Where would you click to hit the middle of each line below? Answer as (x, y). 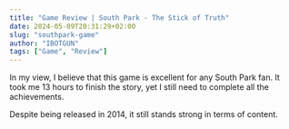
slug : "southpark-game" (55, 35)
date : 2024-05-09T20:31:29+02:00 (73, 26)
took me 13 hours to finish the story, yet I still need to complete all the (140, 87)
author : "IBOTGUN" (44, 43)
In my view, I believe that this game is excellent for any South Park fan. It (144, 77)
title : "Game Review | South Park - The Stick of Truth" (120, 18)
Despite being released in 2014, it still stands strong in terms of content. (144, 114)
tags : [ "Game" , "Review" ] (58, 52)
